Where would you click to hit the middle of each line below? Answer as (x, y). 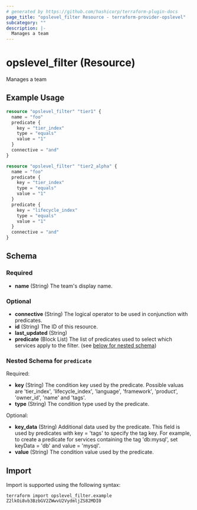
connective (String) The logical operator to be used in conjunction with (101, 314)
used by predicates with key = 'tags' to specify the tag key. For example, (103, 433)
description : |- (26, 28)
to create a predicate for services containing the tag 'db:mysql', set (96, 440)
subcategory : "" (26, 22)
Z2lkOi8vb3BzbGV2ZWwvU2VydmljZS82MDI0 (54, 501)
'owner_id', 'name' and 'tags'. (50, 398)
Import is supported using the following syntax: (63, 485)
